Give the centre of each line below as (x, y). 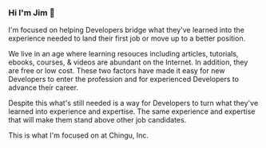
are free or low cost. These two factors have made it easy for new (117, 71)
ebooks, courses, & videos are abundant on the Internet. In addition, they (128, 62)
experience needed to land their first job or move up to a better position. (127, 38)
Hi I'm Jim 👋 (32, 13)
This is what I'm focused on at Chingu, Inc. (79, 135)
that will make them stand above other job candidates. (97, 120)
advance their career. (43, 88)
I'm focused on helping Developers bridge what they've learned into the (127, 30)
